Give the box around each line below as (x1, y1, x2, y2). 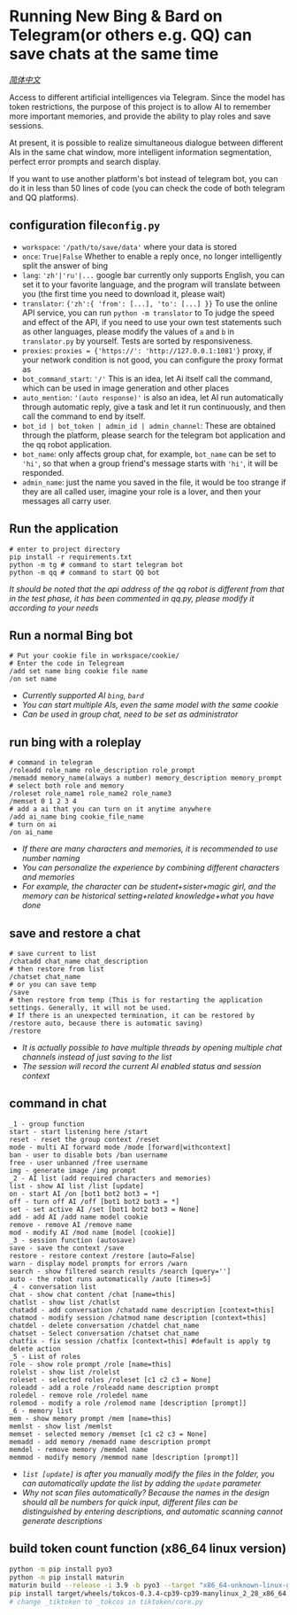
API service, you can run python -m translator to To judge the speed (21, 307, 275, 318)
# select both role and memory (9, 781, 125, 790)
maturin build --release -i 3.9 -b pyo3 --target (9, 1581, 196, 1590)
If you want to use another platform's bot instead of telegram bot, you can (9, 173, 278, 183)
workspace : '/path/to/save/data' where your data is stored (21, 241, 237, 252)
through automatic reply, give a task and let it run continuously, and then (21, 401, 286, 412)
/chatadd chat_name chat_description (9, 957, 148, 966)
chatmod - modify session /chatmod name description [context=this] (9, 1313, 267, 1322)
